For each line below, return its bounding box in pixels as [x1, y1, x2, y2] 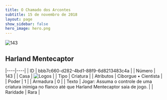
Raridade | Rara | [5, 89, 40, 95]
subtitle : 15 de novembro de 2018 [5, 12, 78, 17]
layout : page [5, 17, 33, 22]
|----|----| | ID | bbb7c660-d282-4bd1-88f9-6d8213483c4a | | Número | [5, 67, 156, 73]
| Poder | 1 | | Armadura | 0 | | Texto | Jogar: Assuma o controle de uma [5, 78, 152, 84]
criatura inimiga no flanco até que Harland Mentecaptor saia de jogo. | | [5, 83, 153, 89]
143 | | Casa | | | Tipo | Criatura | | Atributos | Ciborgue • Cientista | [5, 73, 162, 79]
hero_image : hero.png [5, 26, 51, 31]
